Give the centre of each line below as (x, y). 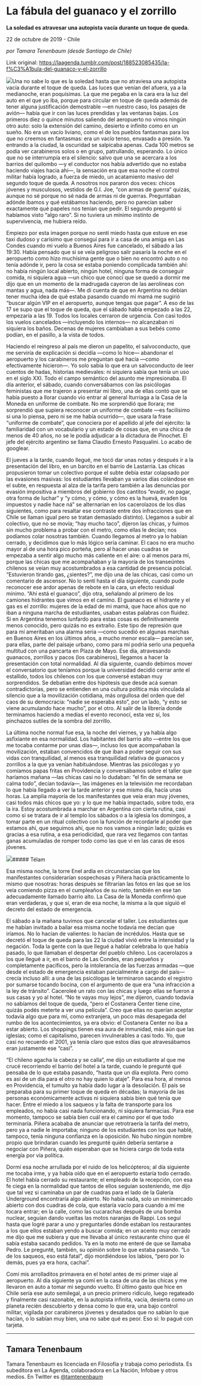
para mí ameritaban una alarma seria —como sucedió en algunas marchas (98, 632)
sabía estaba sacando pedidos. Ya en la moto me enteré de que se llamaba (99, 1243)
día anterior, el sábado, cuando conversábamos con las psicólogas (89, 384)
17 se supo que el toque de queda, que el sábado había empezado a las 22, (99, 309)
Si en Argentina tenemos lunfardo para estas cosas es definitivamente (93, 619)
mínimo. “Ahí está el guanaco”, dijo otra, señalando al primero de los (90, 593)
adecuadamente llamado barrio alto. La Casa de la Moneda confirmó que (96, 896)
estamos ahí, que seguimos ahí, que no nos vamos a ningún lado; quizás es (99, 828)
